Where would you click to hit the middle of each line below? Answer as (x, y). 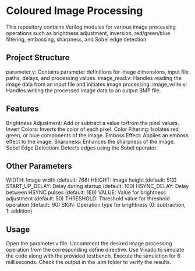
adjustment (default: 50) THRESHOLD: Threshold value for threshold (88, 199)
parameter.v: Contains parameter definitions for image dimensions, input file (97, 72)
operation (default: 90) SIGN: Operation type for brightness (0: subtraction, (96, 205)
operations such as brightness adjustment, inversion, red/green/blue (88, 33)
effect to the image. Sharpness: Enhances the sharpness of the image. (91, 141)
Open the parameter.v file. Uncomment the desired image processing (89, 244)
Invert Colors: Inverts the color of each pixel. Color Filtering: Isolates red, (93, 129)
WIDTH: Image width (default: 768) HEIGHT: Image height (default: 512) (91, 180)
